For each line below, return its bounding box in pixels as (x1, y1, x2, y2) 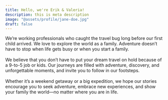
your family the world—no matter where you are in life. (5, 89, 119, 95)
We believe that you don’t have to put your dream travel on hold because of (5, 57, 162, 63)
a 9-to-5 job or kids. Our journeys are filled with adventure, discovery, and (5, 62, 160, 68)
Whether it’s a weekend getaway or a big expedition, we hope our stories (5, 78, 157, 84)
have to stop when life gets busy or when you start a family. (5, 46, 130, 52)
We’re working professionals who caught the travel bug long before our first (5, 35, 163, 41)
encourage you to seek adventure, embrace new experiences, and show (5, 84, 156, 90)
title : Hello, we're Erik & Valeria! (5, 7, 85, 13)
